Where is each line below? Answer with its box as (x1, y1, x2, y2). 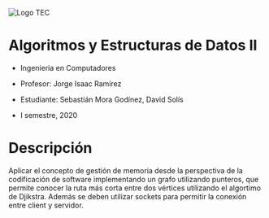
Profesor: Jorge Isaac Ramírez (20, 78, 122, 89)
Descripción (8, 139, 93, 158)
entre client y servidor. (8, 200, 84, 210)
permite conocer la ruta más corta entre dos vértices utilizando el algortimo (8, 183, 262, 193)
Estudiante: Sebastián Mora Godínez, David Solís (20, 94, 184, 104)
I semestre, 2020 (20, 110, 78, 120)
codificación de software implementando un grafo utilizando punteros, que (8, 174, 259, 184)
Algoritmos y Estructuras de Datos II (8, 37, 258, 54)
